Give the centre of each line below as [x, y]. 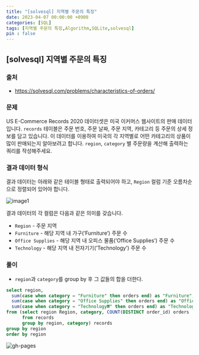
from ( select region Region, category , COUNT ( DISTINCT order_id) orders [98, 312]
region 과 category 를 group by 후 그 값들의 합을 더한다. [79, 279]
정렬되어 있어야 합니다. [43, 189]
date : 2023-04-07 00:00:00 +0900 [47, 17]
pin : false [21, 34]
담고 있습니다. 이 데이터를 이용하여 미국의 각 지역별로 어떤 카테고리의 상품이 [104, 136]
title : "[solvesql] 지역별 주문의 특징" [52, 12]
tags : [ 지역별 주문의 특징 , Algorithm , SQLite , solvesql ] [70, 28]
